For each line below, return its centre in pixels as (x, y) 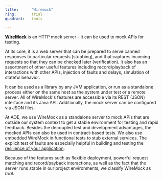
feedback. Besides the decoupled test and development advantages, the (78, 128)
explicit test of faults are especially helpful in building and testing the (74, 143)
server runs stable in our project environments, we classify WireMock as (78, 168)
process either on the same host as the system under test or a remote (75, 92)
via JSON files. (20, 108)
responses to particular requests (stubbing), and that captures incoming (78, 57)
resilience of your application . (35, 148)
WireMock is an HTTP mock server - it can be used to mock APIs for (75, 37)
